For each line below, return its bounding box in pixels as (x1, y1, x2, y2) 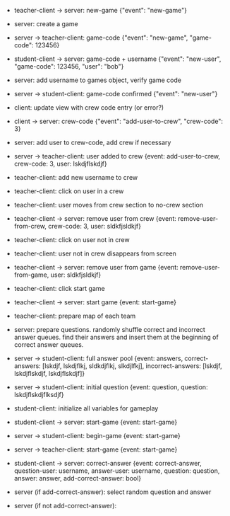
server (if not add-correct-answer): (13, 502, 117, 510)
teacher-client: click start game (13, 285, 105, 292)
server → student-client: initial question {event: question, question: (13, 383, 208, 391)
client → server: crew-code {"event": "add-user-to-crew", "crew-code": (13, 117, 224, 125)
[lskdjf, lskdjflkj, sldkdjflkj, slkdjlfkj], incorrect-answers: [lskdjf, (42, 362, 222, 370)
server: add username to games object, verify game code (13, 76, 182, 84)
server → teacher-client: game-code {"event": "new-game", (13, 33, 188, 42)
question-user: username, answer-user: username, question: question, (13, 466, 220, 475)
